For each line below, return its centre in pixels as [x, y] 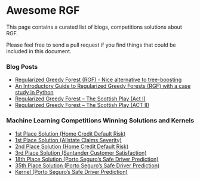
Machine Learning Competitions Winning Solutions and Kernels [100, 121]
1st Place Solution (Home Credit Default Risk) [70, 134]
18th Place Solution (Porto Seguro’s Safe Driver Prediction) [87, 159]
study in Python [34, 93]
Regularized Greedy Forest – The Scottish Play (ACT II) [82, 105]
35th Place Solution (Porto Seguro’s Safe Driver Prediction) [87, 165]
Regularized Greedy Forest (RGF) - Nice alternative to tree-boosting [98, 80]
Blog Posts [22, 66]
